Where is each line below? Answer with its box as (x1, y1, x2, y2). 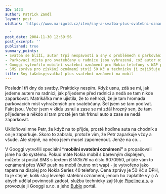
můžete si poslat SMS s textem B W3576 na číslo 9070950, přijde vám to (5, 157, 153, 162)
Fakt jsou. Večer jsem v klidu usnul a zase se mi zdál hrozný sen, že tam (5, 106, 152, 112)
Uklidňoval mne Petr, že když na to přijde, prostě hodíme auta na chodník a (5, 126, 158, 132)
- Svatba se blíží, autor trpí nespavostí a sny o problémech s (5, 53, 140, 58)
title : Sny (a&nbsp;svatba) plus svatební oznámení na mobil (5, 71, 134, 77)
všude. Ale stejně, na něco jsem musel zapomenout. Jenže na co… (5, 137, 141, 143)
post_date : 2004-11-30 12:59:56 (5, 35, 72, 40)
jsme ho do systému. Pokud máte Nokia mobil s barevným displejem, (5, 151, 145, 157)
